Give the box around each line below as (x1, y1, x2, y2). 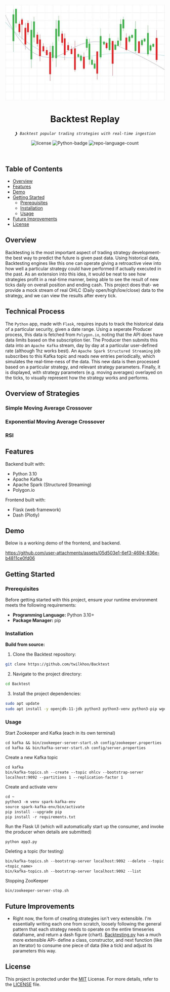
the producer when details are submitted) (5, 829, 92, 835)
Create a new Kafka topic (5, 755, 58, 761)
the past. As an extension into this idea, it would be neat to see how (5, 271, 146, 277)
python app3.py (5, 839, 37, 844)
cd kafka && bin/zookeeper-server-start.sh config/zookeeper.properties (5, 740, 162, 745)
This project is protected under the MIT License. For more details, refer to (5, 976, 158, 982)
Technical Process (5, 307, 65, 316)
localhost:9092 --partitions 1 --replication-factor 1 (5, 775, 123, 780)
